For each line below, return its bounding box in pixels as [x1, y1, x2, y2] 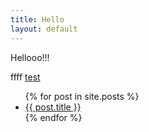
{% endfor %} [24, 111, 83, 123]
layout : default [10, 24, 78, 34]
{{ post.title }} [24, 101, 82, 113]
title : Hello [10, 14, 65, 25]
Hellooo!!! [10, 51, 50, 63]
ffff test [10, 71, 41, 83]
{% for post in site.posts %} [24, 90, 140, 102]
